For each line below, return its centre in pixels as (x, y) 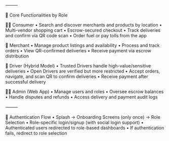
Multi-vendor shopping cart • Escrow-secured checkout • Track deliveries (83, 30)
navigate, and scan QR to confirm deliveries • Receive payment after (77, 77)
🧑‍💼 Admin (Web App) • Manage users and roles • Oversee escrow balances (85, 92)
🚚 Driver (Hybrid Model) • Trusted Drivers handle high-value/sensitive (78, 66)
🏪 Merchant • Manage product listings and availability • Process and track (82, 45)
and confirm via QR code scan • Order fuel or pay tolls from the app (76, 36)
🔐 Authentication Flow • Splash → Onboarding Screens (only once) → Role (83, 117)
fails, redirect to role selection (36, 133)
